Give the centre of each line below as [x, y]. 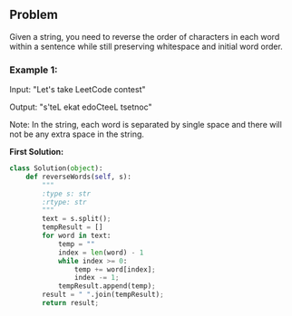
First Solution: [37, 152]
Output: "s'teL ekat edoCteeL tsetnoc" [81, 107]
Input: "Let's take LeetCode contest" [78, 90]
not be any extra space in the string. [77, 134]
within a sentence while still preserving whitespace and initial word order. [146, 46]
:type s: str [67, 194]
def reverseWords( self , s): [78, 177]
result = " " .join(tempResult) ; [103, 295]
